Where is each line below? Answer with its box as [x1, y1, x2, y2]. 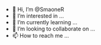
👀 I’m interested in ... [12, 12, 64, 19]
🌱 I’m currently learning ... [12, 19, 78, 26]
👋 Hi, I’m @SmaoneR [12, 6, 64, 13]
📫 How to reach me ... [12, 32, 69, 39]
